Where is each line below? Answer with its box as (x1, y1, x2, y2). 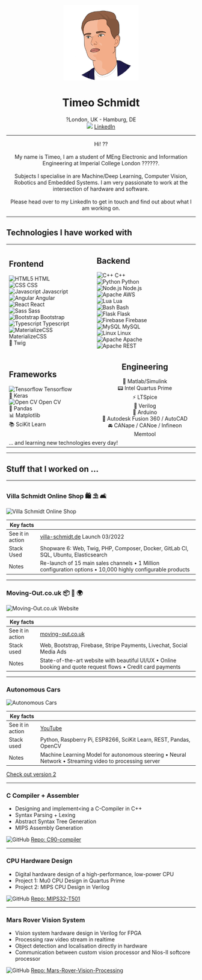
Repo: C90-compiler (31, 836, 82, 843)
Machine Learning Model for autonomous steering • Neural (40, 751, 186, 758)
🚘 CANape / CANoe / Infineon (108, 422, 182, 429)
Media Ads (40, 648, 67, 655)
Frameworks (8, 369, 57, 380)
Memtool (133, 430, 156, 438)
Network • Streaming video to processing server (40, 757, 161, 765)
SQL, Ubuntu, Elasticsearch (40, 551, 108, 559)
